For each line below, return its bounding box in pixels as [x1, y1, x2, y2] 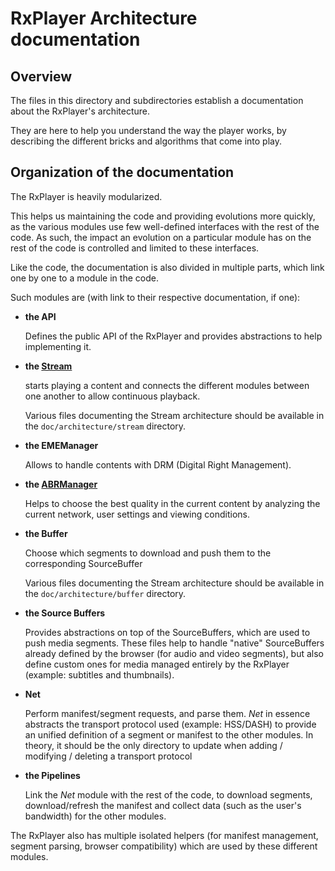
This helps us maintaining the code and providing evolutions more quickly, [10, 210, 316, 222]
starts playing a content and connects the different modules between [24, 379, 310, 391]
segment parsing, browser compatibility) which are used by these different [10, 840, 318, 852]
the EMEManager [24, 439, 99, 451]
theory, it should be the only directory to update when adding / [24, 739, 283, 751]
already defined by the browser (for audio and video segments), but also [24, 647, 325, 659]
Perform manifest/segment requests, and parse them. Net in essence [24, 707, 311, 719]
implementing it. [24, 340, 92, 352]
